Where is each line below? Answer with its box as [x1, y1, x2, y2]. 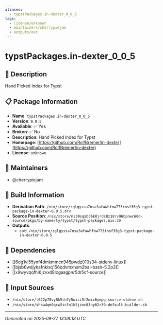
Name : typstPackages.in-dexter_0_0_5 [12, 113, 90, 119]
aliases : [5, 7, 23, 12]
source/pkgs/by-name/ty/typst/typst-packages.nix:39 [12, 218, 121, 223]
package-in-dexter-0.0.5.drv [12, 209, 71, 214]
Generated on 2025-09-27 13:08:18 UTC [5, 316, 86, 322]
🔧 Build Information [5, 191, 65, 199]
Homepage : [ [12, 139, 39, 145]
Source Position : [12, 213, 46, 219]
